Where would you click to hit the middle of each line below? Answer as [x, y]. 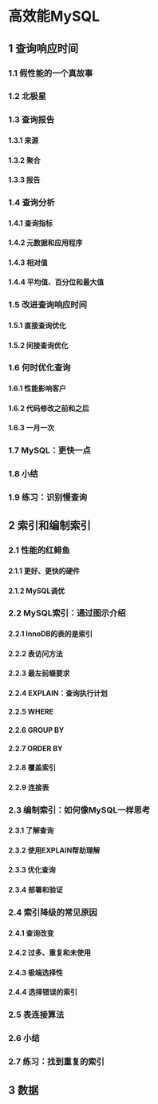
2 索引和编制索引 [50, 526]
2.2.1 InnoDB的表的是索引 [51, 634]
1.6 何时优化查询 [39, 368]
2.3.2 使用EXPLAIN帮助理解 [54, 850]
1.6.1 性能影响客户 [37, 389]
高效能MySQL [54, 16]
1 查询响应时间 [43, 48]
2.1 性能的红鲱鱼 [39, 550]
